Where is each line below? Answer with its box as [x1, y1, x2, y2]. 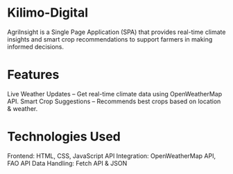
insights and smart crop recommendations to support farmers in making [7, 35, 213, 43]
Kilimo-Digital [7, 5, 89, 21]
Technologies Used [7, 129, 121, 145]
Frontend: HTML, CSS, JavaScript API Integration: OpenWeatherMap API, [7, 151, 216, 160]
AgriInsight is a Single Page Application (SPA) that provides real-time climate [7, 28, 226, 36]
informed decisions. [7, 42, 64, 51]
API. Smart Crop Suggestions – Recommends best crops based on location [7, 97, 221, 105]
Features [7, 67, 60, 82]
